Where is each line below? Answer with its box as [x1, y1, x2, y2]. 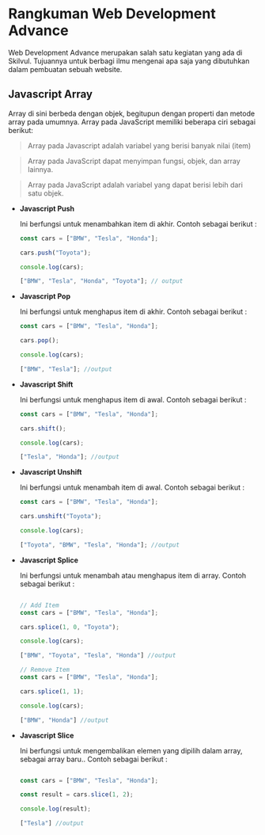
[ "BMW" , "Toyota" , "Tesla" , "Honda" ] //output [19, 651, 176, 660]
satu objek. [27, 188, 65, 198]
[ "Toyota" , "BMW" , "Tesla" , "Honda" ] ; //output [19, 540, 180, 549]
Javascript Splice [19, 555, 79, 565]
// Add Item [19, 601, 59, 609]
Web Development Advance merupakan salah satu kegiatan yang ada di [8, 48, 243, 57]
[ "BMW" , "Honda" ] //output [19, 716, 109, 724]
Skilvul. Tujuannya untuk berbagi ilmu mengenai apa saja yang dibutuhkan [8, 56, 250, 66]
